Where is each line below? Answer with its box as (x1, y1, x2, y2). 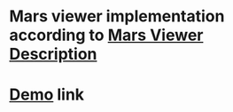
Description (9, 44, 97, 64)
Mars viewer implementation (9, 6, 225, 27)
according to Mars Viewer (9, 25, 204, 45)
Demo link (9, 84, 85, 105)
